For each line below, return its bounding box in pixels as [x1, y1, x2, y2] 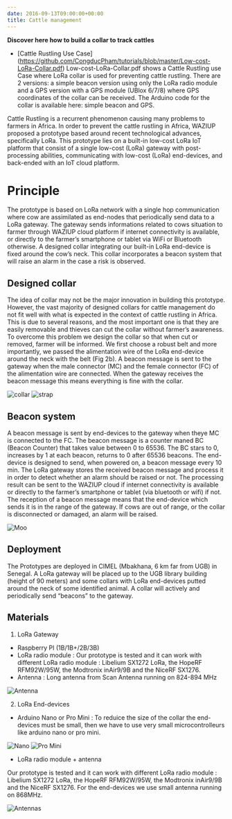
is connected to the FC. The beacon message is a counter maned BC [7, 437, 204, 445]
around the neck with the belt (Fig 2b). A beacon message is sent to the [7, 355, 212, 363]
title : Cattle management [7, 17, 82, 24]
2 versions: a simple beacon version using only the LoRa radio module [17, 78, 218, 87]
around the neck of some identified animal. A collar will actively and [7, 584, 200, 592]
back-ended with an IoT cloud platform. [7, 158, 120, 167]
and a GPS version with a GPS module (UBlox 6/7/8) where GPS [17, 86, 199, 94]
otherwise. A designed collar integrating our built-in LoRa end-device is [7, 242, 211, 251]
